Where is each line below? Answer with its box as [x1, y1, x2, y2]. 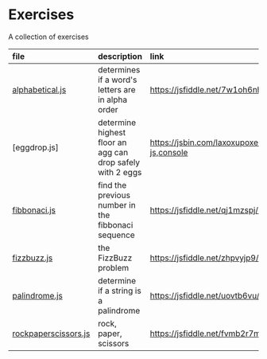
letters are [98, 84, 137, 95]
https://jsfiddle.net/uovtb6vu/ [149, 290, 260, 301]
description [98, 50, 143, 61]
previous [98, 189, 131, 201]
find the [98, 179, 127, 190]
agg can [98, 146, 129, 158]
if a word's [98, 74, 137, 85]
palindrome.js [12, 290, 64, 301]
